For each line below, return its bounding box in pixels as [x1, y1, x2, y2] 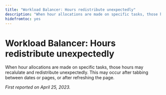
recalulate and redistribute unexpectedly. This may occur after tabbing [5, 69, 149, 75]
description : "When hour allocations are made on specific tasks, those [5, 12, 158, 17]
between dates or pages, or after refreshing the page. [5, 75, 115, 81]
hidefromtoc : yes [5, 16, 41, 21]
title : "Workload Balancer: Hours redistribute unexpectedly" [5, 7, 136, 12]
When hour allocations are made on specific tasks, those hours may [5, 64, 144, 70]
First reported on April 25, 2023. [5, 84, 71, 90]
